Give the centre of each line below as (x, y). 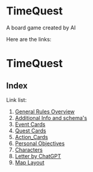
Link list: (16, 99)
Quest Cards (30, 131)
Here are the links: (29, 39)
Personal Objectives (40, 143)
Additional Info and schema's (51, 117)
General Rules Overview (45, 111)
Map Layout (30, 162)
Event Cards (30, 124)
